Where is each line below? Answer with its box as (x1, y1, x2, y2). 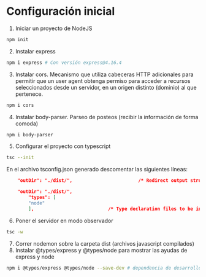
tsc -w (6, 228, 23, 235)
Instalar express (15, 47, 56, 55)
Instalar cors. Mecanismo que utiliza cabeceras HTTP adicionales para (15, 71, 194, 78)
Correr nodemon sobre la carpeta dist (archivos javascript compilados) (15, 240, 195, 247)
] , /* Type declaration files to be (28, 206, 193, 212)
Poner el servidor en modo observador (15, 217, 113, 224)
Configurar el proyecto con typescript (15, 142, 111, 150)
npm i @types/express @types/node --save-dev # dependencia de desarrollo (6, 265, 202, 271)
